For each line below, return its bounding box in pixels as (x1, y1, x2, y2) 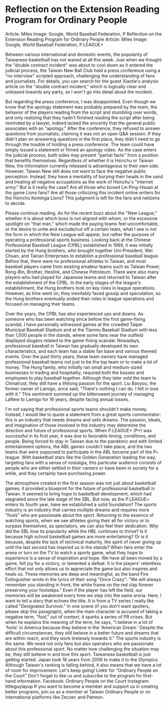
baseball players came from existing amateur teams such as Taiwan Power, (5, 263, 160, 269)
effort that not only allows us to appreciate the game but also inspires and (5, 566, 157, 572)
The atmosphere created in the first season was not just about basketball (5, 480, 156, 486)
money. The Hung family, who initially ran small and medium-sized (5, 364, 142, 370)
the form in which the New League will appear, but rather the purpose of (5, 231, 154, 237)
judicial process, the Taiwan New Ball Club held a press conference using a (5, 67, 160, 74)
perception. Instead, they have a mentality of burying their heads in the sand (5, 173, 163, 179)
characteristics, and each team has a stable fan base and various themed (5, 348, 157, 354)
